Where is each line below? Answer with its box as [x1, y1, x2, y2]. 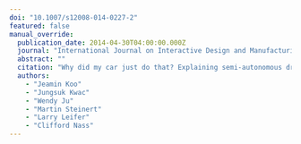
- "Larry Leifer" [25, 113, 90, 122]
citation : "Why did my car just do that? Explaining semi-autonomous [17, 64, 282, 72]
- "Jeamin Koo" [25, 80, 82, 89]
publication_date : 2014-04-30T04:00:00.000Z [17, 38, 186, 47]
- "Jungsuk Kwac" [25, 88, 90, 97]
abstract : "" [17, 55, 66, 64]
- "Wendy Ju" [25, 96, 74, 106]
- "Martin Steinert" [25, 105, 102, 114]
